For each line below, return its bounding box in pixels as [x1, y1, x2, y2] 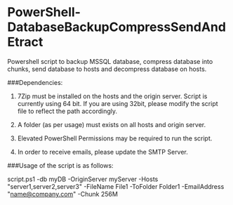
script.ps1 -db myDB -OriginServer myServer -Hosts [7, 175, 159, 183]
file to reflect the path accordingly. [17, 107, 118, 115]
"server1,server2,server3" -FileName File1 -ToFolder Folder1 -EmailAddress [7, 182, 225, 190]
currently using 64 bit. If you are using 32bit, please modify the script [17, 99, 219, 107]
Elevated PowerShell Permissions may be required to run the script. [17, 134, 213, 143]
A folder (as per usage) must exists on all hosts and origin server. [17, 120, 206, 128]
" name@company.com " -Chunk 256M [7, 190, 118, 198]
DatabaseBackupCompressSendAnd [7, 19, 227, 35]
